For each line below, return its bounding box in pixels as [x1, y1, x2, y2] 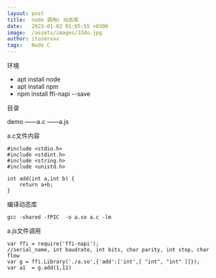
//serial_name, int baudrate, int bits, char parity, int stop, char [7, 247, 210, 253]
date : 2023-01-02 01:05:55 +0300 [7, 23, 109, 29]
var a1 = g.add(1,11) [7, 264, 72, 271]
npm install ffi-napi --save [16, 90, 91, 98]
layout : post [7, 10, 44, 17]
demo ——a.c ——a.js [7, 118, 69, 125]
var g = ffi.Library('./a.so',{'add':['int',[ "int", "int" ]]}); [7, 258, 200, 265]
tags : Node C [7, 42, 51, 49]
